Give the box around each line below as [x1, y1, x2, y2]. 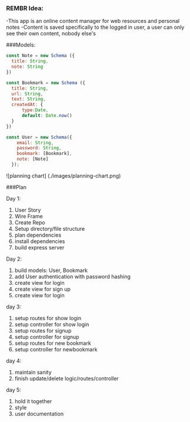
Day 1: [6, 195, 21, 202]
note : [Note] [16, 156, 49, 162]
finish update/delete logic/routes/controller [14, 375, 119, 382]
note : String [11, 64, 44, 70]
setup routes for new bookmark [14, 340, 91, 347]
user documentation [14, 410, 64, 417]
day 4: [6, 357, 22, 364]
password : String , [16, 145, 62, 151]
